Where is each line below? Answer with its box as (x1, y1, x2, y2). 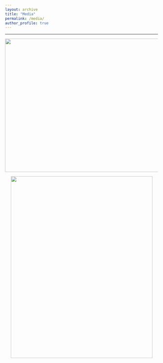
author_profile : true (5, 20, 49, 26)
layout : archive (5, 7, 38, 12)
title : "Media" (5, 12, 36, 16)
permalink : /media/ (5, 16, 45, 21)
